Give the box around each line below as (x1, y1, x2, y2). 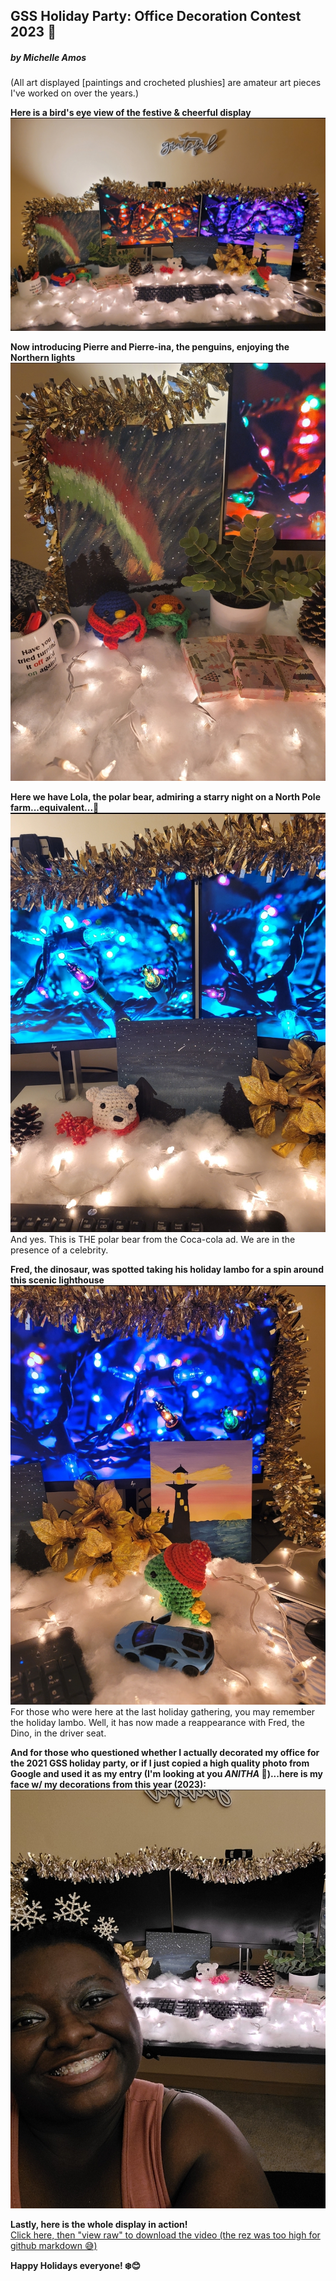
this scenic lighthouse (10, 1274, 105, 1286)
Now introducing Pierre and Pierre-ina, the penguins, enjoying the (10, 340, 290, 353)
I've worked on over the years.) (10, 87, 139, 99)
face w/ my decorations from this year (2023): (10, 1778, 207, 1790)
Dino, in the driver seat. (10, 1727, 107, 1739)
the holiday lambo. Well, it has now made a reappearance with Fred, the (10, 1716, 305, 1728)
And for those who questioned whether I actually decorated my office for (10, 1746, 320, 1758)
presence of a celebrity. (10, 1244, 109, 1256)
